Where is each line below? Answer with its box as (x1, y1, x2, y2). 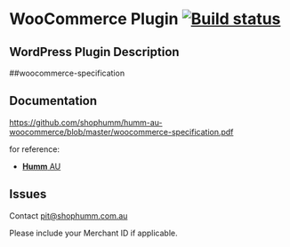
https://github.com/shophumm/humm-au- (9, 116, 163, 128)
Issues (9, 187, 47, 202)
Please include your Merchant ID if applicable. (9, 227, 178, 238)
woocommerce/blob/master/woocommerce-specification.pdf (9, 126, 234, 137)
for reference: (9, 143, 60, 155)
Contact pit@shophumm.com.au (9, 210, 128, 221)
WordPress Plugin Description (9, 44, 180, 60)
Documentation (9, 93, 98, 108)
